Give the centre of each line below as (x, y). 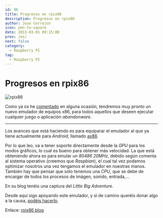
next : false (17, 41)
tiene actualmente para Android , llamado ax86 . (52, 136)
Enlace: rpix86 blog (24, 210)
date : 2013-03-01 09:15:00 (32, 32)
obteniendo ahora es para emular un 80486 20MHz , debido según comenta (81, 156)
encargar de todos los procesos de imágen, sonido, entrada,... (67, 177)
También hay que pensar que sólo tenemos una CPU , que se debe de (74, 172)
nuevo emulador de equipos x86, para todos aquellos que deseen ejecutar (79, 112)
